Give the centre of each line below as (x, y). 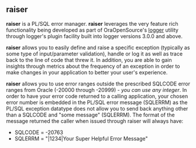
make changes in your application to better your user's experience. (87, 72)
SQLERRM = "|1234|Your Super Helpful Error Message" (81, 138)
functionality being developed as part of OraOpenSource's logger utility (92, 30)
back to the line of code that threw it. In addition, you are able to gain (89, 60)
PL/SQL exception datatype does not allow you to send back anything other (97, 108)
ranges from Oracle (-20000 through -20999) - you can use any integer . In (97, 90)
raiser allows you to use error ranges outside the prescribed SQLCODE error (98, 84)
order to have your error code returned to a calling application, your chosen (97, 96)
